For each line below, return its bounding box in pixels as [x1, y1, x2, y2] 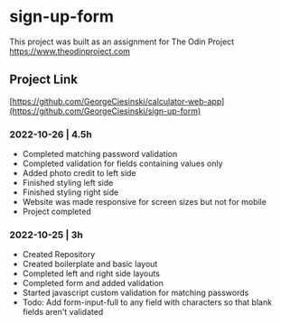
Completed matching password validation [22, 149, 178, 160]
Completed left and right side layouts [22, 268, 161, 279]
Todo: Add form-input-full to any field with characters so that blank [22, 297, 273, 308]
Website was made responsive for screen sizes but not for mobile [22, 197, 267, 208]
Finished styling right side [22, 187, 119, 198]
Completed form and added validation [22, 278, 164, 289]
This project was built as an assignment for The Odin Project [9, 36, 235, 47]
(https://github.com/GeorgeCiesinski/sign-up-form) [9, 106, 201, 116]
